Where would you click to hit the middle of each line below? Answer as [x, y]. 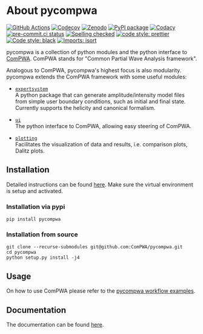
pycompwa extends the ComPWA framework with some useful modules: [97, 77]
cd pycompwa [21, 253]
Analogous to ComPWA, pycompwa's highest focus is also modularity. [94, 70]
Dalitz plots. [30, 151]
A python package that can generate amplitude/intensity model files [100, 95]
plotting [26, 138]
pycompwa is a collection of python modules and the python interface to [97, 52]
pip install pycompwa [34, 219]
